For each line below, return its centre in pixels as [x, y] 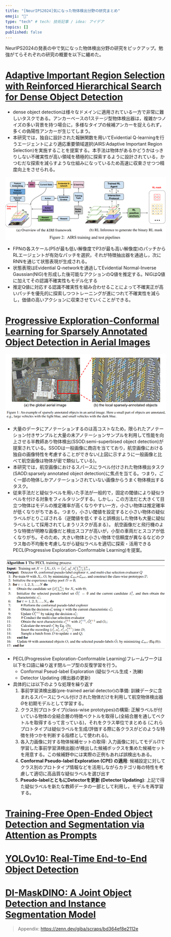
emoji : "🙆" [17, 16]
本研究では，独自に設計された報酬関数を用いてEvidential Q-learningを [86, 137]
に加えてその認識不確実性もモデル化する [55, 280]
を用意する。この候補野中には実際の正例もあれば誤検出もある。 [87, 754]
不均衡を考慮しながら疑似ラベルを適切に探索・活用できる [91, 544]
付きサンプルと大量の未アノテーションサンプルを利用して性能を [93, 435]
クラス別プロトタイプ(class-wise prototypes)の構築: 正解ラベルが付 [91, 710]
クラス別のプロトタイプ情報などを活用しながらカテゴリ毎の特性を [90, 767]
